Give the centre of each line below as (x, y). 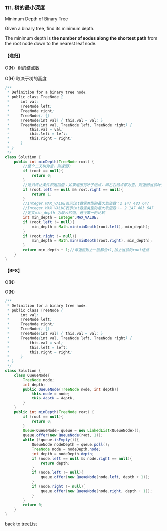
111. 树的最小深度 (25, 7)
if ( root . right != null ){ (50, 236)
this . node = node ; (51, 394)
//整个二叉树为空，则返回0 (47, 166)
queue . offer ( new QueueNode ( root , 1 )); (63, 435)
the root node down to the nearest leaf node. (51, 44)
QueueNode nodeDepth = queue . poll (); (71, 445)
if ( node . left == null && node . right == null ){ (82, 459)
